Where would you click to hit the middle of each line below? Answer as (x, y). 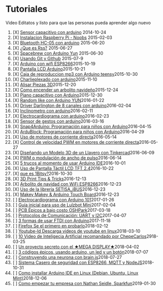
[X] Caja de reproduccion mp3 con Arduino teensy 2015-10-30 (75, 74)
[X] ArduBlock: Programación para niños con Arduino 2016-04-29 (78, 131)
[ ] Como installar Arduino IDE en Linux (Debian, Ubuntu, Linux (75, 273)
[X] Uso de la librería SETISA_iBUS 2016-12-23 (59, 189)
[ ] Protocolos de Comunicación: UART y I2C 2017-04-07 (70, 215)
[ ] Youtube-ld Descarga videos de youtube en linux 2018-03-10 (77, 231)
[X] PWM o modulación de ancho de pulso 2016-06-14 (67, 158)
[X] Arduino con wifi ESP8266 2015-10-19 (54, 64)
